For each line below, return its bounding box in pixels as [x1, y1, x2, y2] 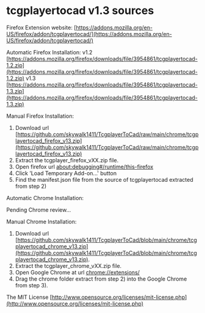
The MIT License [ [6, 293, 52, 301]
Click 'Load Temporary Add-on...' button [15, 169, 117, 177]
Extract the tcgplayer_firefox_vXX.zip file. [15, 156, 119, 164]
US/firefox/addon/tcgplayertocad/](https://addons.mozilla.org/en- [6, 30, 172, 37]
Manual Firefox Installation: [6, 112, 74, 120]
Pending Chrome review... [6, 206, 71, 214]
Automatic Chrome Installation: [6, 194, 84, 201]
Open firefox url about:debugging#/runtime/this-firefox [15, 163, 154, 170]
